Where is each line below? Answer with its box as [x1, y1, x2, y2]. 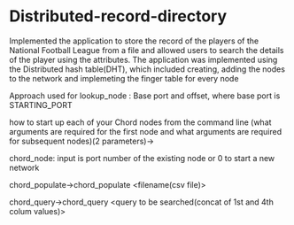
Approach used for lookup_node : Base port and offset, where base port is [9, 90, 281, 101]
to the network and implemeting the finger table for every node [9, 73, 239, 83]
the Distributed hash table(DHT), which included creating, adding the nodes [9, 64, 286, 74]
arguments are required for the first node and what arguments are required [9, 126, 282, 136]
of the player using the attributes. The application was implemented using [9, 54, 278, 65]
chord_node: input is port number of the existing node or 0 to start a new [9, 152, 275, 163]
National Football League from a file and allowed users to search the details [9, 44, 285, 55]
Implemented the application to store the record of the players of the [9, 35, 259, 46]
